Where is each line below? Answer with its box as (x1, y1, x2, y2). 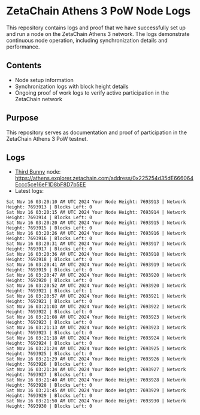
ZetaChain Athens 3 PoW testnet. (6, 135, 88, 142)
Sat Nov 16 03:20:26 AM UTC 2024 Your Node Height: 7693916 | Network (6, 231, 186, 237)
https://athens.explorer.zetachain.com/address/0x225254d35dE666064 (14, 175, 193, 182)
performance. (6, 43, 40, 50)
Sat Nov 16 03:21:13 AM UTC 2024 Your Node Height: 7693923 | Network (6, 325, 186, 331)
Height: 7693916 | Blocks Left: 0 (6, 235, 93, 242)
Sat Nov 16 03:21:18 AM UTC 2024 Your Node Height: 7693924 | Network (6, 335, 186, 341)
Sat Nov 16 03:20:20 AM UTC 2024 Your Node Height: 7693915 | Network (6, 220, 186, 226)
